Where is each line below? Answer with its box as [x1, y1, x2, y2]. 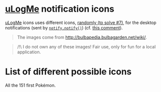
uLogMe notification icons [5, 3, 114, 15]
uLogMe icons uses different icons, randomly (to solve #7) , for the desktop [5, 20, 157, 25]
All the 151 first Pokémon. [5, 82, 56, 88]
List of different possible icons [5, 66, 132, 77]
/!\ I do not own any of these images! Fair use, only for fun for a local [17, 44, 156, 49]
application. [17, 49, 41, 55]
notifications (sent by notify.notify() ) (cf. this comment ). [5, 24, 123, 30]
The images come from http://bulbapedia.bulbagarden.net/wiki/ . [17, 34, 147, 40]
